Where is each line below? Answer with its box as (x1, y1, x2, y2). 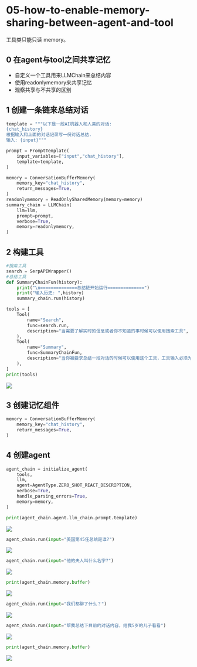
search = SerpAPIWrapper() (6, 268, 72, 274)
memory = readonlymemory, (16, 224, 75, 230)
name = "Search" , (27, 317, 64, 323)
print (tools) (6, 372, 38, 377)
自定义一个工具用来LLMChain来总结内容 (14, 72, 111, 79)
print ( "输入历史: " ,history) (16, 290, 84, 296)
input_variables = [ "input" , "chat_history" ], (16, 153, 125, 159)
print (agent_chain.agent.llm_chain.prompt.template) (6, 515, 138, 520)
